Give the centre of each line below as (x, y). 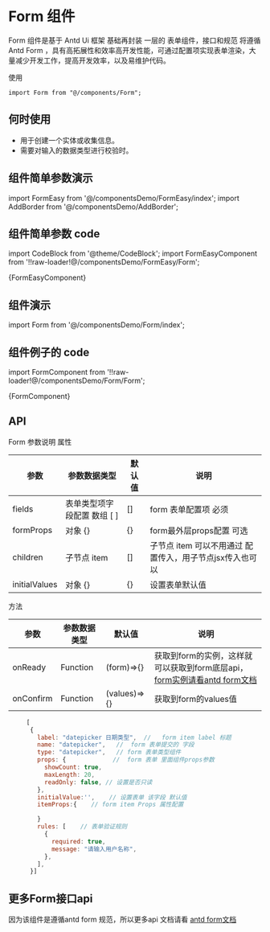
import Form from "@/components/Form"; (75, 92)
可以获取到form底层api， (201, 667)
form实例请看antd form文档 (205, 679)
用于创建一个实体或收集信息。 (69, 140)
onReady (29, 667)
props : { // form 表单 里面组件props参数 (126, 760)
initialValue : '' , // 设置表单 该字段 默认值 (112, 797)
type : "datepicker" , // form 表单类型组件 (109, 753)
